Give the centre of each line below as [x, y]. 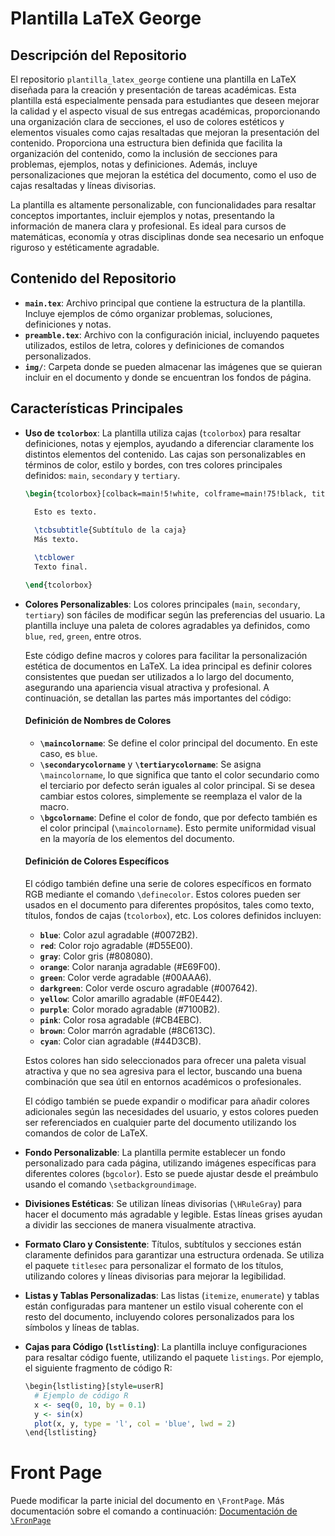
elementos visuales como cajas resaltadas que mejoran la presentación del [165, 132]
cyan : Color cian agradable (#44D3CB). [120, 1041]
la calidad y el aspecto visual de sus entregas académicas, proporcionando [165, 111]
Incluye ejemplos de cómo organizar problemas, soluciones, [148, 313]
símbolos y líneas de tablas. [82, 1328]
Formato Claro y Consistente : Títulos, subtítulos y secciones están [163, 1244]
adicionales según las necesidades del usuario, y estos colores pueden [171, 1112]
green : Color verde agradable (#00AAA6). [125, 978]
